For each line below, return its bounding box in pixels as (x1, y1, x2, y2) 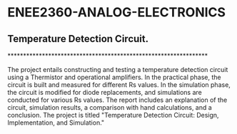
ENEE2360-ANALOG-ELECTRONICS (7, 4, 226, 21)
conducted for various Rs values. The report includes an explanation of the (7, 96, 228, 104)
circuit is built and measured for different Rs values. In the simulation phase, (7, 81, 231, 89)
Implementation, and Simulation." (7, 118, 105, 127)
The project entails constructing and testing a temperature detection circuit (7, 66, 228, 73)
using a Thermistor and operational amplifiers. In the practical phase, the (7, 73, 221, 81)
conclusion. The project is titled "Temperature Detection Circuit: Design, (7, 111, 219, 119)
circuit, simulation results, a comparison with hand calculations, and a (7, 103, 212, 111)
